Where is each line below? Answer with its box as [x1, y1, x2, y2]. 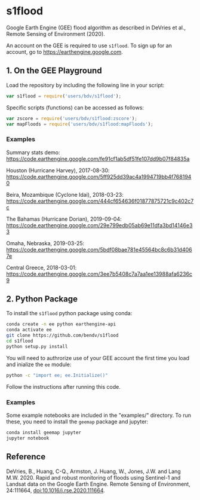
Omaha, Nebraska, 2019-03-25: [6, 239, 85, 246]
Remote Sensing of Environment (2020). [6, 30, 106, 37]
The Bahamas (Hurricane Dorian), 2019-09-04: [6, 215, 122, 222]
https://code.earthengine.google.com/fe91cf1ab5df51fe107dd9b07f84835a [6, 155, 190, 162]
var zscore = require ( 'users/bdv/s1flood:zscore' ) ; [6, 115, 137, 121]
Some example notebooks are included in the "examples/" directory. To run [6, 411, 191, 419]
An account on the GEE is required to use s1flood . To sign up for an [6, 42, 172, 49]
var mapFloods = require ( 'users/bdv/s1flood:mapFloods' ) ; [6, 121, 153, 127]
